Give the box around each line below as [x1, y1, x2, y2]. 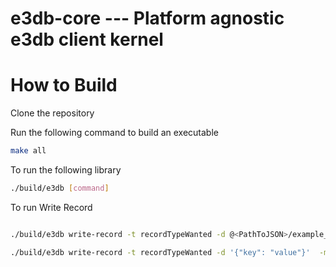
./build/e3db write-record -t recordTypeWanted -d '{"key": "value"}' [10, 247, 311, 257]
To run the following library [10, 164, 122, 176]
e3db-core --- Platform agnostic [10, 7, 285, 30]
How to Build [10, 74, 118, 97]
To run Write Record [10, 201, 93, 213]
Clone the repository [10, 107, 95, 119]
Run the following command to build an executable [10, 127, 219, 139]
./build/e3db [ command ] [10, 183, 110, 193]
